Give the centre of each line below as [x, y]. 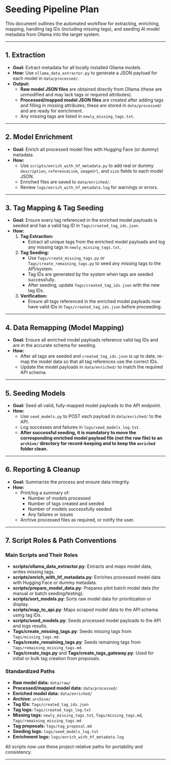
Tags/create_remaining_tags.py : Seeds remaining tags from [77, 642]
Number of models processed [59, 498]
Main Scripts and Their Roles [41, 555]
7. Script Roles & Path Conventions [61, 540]
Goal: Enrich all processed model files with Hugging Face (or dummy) [85, 149]
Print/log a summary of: [45, 492]
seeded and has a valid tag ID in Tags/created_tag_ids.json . [76, 226]
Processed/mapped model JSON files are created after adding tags [92, 100]
